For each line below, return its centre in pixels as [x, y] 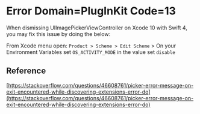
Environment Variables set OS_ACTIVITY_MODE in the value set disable [91, 52]
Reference [26, 71]
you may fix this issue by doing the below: [58, 34]
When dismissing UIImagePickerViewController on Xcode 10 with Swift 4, [97, 28]
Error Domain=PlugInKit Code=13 [91, 11]
